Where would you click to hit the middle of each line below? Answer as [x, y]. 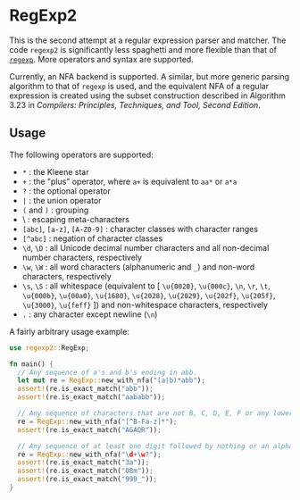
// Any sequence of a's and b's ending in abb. [108, 372]
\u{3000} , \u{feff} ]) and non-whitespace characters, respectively [145, 304]
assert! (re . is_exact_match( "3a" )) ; [83, 462]
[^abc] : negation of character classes [92, 238]
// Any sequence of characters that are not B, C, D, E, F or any [143, 413]
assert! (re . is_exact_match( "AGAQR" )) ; [90, 429]
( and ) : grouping [55, 210]
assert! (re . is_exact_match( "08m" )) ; [85, 471]
